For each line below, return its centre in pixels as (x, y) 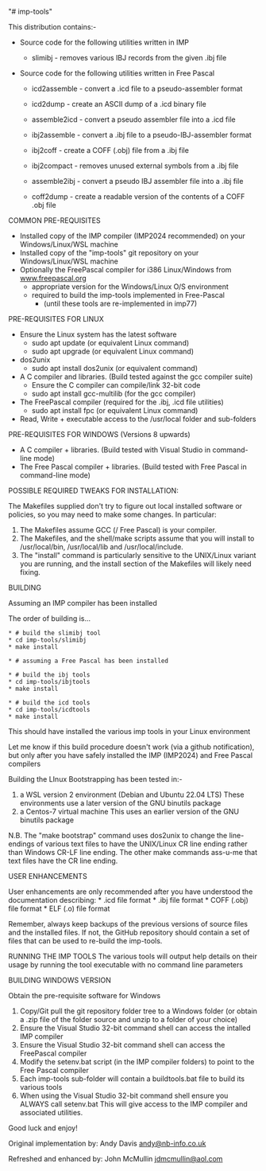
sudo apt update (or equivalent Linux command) (110, 343)
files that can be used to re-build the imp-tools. (85, 941)
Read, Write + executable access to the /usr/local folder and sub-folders (138, 419)
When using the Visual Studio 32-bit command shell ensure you (124, 1095)
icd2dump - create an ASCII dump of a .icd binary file (119, 104)
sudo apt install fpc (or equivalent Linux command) (115, 410)
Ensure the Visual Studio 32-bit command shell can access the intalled (135, 1028)
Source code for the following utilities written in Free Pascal (117, 73)
